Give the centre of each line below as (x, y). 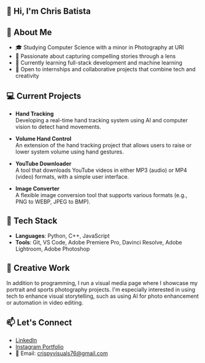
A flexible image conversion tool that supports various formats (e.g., (101, 195)
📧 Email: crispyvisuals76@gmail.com (62, 353)
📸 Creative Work (38, 268)
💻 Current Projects (44, 96)
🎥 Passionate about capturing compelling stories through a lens (95, 57)
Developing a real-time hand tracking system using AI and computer (102, 120)
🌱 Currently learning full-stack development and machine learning (99, 63)
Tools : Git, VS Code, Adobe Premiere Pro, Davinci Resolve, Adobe (99, 242)
